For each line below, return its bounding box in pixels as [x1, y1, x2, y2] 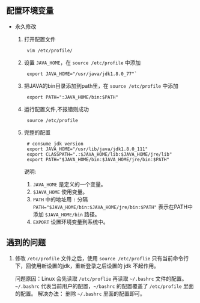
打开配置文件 [23, 35, 56, 43]
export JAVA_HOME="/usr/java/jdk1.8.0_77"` [26, 71, 138, 77]
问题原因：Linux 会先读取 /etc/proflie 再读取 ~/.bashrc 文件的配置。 [14, 275, 187, 282]
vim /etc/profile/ [26, 47, 73, 54]
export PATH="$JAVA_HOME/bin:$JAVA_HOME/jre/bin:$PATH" [26, 156, 170, 162]
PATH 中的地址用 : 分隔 [32, 195, 88, 203]
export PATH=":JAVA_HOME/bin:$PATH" [26, 94, 119, 100]
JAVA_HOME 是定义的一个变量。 [32, 180, 106, 188]
